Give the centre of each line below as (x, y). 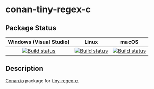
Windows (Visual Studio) (39, 42)
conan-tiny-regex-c (48, 9)
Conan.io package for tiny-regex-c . (42, 81)
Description (24, 69)
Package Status (31, 28)
